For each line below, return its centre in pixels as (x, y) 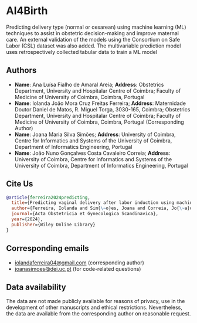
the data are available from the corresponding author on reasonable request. (98, 314)
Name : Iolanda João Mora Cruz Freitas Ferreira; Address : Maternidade (100, 103)
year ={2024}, (27, 219)
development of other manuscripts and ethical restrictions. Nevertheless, (94, 307)
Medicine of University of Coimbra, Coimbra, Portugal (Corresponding (99, 122)
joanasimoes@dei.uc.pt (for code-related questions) (78, 268)
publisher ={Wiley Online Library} (53, 225)
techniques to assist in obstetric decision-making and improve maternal (92, 33)
